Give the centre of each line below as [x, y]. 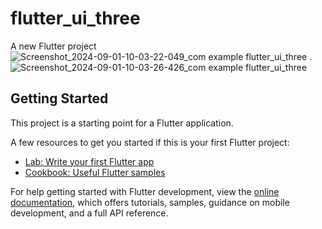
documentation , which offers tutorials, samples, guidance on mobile [150, 202]
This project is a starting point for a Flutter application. [122, 123]
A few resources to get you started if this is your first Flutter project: [150, 142]
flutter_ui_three [75, 18]
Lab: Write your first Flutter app [89, 161]
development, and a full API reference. [89, 213]
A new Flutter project [53, 46]
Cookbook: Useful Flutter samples [95, 172]
